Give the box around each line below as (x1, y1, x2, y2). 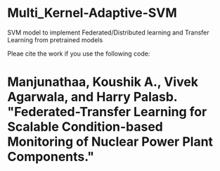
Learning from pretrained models (7, 35, 103, 44)
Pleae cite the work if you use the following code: (7, 49, 150, 58)
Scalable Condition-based (7, 119, 164, 135)
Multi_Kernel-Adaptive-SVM (7, 5, 177, 21)
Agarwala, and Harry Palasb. (7, 89, 178, 105)
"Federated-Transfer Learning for (7, 104, 207, 120)
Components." (7, 149, 95, 165)
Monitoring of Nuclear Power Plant (7, 134, 213, 150)
